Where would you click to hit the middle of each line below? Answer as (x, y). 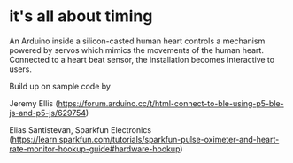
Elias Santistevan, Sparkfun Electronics (81, 129)
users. (21, 69)
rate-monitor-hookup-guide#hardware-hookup (95, 149)
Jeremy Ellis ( (34, 103)
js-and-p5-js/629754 (48, 113)
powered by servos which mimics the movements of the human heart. (136, 50)
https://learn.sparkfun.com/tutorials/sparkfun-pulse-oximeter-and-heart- (146, 139)
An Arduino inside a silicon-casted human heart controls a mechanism (137, 41)
